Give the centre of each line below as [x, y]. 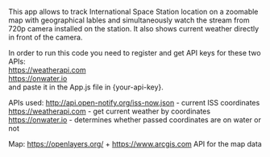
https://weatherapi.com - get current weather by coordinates [110, 111]
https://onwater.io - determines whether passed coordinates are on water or [135, 120]
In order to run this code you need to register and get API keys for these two [135, 53]
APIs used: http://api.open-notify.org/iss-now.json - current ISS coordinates [134, 103]
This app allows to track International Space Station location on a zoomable [133, 12]
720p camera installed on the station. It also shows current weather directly [134, 29]
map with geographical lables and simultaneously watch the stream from [129, 20]
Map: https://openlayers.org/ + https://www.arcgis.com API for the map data [135, 144]
